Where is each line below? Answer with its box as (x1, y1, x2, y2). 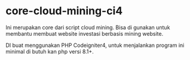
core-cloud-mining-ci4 (5, 4, 123, 18)
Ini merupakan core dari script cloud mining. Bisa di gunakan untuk (5, 24, 170, 31)
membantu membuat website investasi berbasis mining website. (5, 30, 164, 37)
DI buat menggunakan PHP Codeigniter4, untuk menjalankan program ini (5, 42, 185, 49)
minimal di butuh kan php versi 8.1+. (5, 48, 94, 55)
